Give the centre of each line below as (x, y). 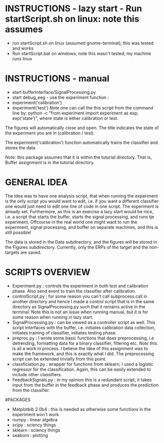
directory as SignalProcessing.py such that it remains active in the (79, 306)
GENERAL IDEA (36, 182)
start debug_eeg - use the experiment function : (60, 97)
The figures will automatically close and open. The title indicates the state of (82, 128)
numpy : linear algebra (35, 419)
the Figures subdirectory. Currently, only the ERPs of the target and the (77, 247)
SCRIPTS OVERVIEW (48, 272)
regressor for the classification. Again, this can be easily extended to (82, 369)
